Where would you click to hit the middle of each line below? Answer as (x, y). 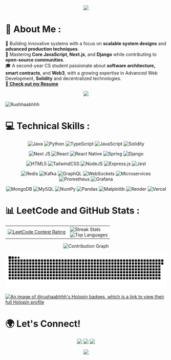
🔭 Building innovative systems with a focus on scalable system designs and (86, 43)
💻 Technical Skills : (48, 126)
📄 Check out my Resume (32, 84)
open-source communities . (35, 59)
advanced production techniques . (42, 49)
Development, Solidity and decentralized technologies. (63, 78)
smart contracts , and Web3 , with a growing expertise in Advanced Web (81, 73)
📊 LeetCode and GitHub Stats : (72, 211)
